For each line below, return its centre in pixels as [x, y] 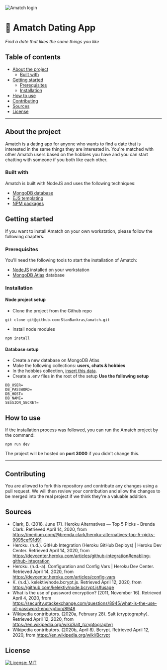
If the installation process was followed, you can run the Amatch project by [82, 430]
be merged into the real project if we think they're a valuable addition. [76, 496]
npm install [17, 338]
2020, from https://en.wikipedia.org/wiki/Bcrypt [61, 635]
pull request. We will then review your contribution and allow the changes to [83, 491]
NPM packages [28, 203]
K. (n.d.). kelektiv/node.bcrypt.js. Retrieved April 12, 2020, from [77, 582]
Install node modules [34, 329]
